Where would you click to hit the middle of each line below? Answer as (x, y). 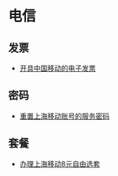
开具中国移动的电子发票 (57, 68)
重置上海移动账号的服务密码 (65, 116)
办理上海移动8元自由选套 (60, 163)
